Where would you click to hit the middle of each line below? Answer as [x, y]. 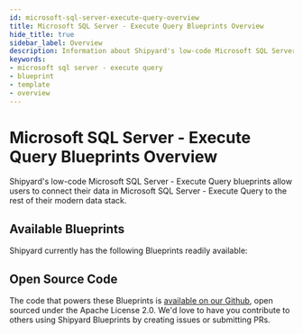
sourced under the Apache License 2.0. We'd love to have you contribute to [150, 311]
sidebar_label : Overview [56, 43]
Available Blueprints [67, 229]
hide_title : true [42, 34]
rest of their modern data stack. [68, 201]
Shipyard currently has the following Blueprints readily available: [129, 251]
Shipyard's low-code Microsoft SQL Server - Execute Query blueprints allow [151, 182]
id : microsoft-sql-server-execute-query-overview [105, 18]
